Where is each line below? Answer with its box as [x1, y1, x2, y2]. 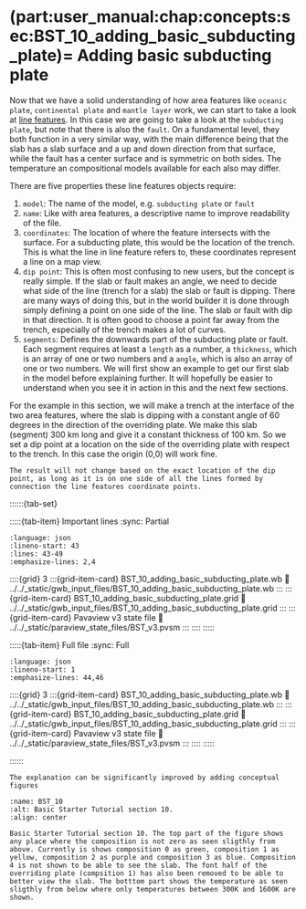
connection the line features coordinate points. [9, 482, 203, 491]
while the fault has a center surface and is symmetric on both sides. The [9, 152, 281, 163]
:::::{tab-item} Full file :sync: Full [9, 639, 130, 650]
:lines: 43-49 [9, 549, 64, 559]
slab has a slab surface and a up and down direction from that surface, [9, 143, 276, 154]
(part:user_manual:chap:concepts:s [9, 6, 290, 27]
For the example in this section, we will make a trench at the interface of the [9, 400, 295, 411]
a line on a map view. [22, 256, 102, 266]
